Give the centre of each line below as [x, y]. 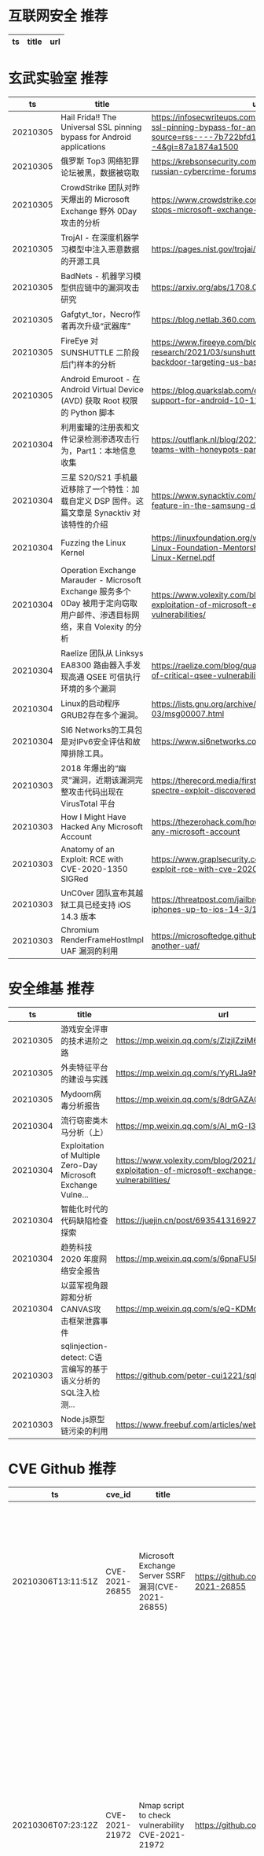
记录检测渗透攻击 [100, 439]
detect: [74, 1357]
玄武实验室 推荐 [58, 79]
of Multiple [81, 1155]
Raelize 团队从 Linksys [102, 653]
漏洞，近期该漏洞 [104, 780]
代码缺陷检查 [84, 1221]
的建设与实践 [84, 1079]
